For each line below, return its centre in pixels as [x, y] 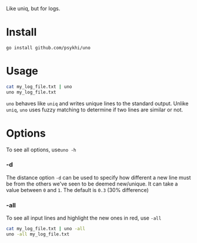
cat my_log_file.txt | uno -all [46, 229]
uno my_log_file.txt [31, 92]
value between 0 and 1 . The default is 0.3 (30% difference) [77, 190]
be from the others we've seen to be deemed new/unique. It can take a [92, 184]
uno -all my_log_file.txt [38, 234]
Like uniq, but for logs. [33, 9]
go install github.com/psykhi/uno [49, 48]
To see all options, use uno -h [41, 150]
